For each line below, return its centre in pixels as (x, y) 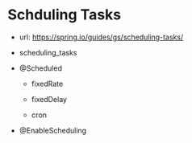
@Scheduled (40, 68)
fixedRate (47, 84)
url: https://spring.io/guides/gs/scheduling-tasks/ (101, 37)
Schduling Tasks (65, 15)
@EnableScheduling (52, 130)
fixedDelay (49, 99)
